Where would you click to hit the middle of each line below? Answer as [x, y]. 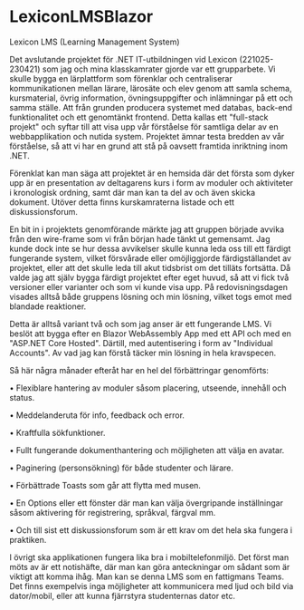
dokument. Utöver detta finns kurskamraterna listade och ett [122, 202]
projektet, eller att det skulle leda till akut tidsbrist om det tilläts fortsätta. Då [150, 267]
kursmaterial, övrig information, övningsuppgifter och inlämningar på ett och [152, 98]
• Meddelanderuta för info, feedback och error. [97, 415]
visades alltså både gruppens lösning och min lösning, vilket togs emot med [151, 296]
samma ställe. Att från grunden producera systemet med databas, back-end [151, 107]
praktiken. [28, 539]
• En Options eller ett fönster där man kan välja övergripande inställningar [146, 503]
